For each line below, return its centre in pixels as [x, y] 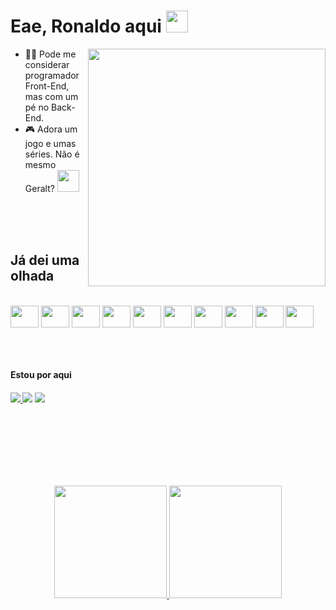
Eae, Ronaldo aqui [86, 26]
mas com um [51, 96]
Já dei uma [45, 260]
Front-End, [47, 86]
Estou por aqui [41, 375]
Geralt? [39, 188]
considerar [47, 64]
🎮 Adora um [51, 129]
